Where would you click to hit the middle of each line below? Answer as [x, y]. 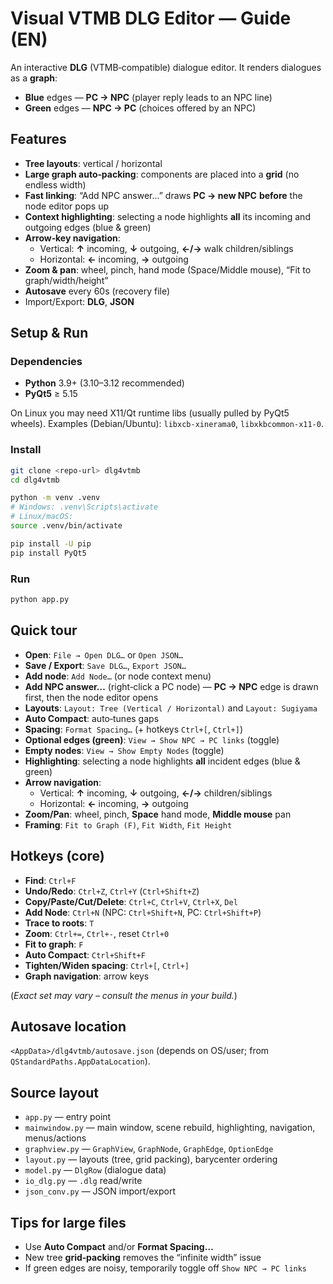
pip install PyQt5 [48, 553]
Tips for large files [68, 1222]
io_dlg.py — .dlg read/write [83, 1181]
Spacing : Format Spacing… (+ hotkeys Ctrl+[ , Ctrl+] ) [133, 729]
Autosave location [68, 1026]
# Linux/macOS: [42, 517]
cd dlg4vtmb [35, 480]
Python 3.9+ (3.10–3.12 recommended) [104, 383]
